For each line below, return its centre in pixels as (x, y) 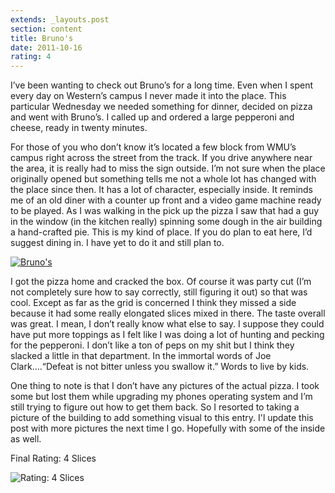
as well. (26, 439)
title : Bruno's (42, 38)
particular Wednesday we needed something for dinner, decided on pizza (161, 107)
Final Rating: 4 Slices (53, 458)
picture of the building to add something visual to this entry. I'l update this (162, 418)
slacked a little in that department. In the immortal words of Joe (141, 356)
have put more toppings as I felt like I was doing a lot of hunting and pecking (167, 335)
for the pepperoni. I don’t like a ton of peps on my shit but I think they (152, 345)
